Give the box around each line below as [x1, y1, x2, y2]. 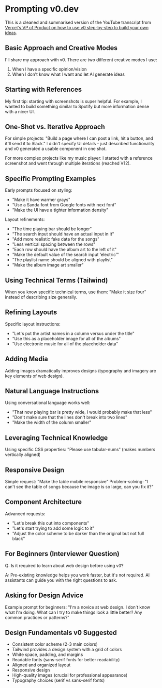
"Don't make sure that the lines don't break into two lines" [12, 414, 128, 420]
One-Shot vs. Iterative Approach [5, 122, 105, 131]
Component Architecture [5, 498, 82, 506]
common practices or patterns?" [5, 614, 70, 620]
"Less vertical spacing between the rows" [12, 241, 96, 247]
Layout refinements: [5, 217, 45, 222]
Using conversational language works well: [5, 400, 90, 406]
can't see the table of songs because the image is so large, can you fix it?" [5, 484, 154, 490]
